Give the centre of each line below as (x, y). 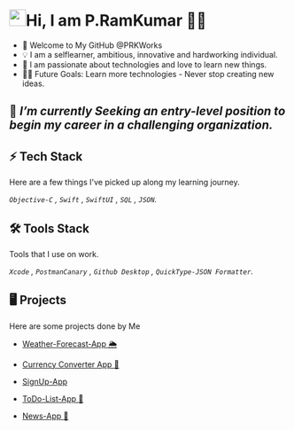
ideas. (33, 83)
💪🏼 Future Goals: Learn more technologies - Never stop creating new (148, 74)
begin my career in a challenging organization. (141, 125)
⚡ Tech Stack (46, 156)
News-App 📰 (45, 416)
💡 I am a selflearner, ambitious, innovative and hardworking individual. (150, 54)
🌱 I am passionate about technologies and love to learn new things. (144, 64)
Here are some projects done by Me (75, 326)
